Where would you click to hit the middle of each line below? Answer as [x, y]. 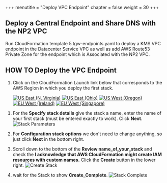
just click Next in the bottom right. [48, 139]
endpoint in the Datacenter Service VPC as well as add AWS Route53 [78, 49]
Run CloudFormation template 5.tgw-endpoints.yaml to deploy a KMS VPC [83, 43]
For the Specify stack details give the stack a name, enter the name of [87, 113]
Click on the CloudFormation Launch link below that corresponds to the [87, 82]
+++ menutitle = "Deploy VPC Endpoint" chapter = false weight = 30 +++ [82, 7]
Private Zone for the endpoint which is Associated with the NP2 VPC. [78, 54]
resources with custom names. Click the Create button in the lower [84, 160]
